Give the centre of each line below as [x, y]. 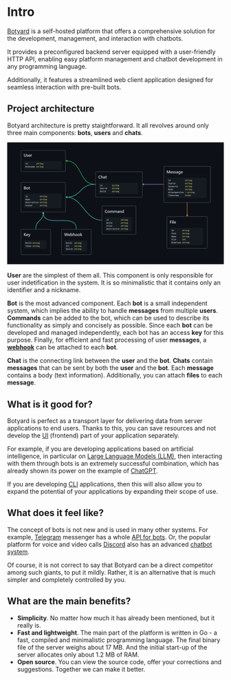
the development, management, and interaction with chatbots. [95, 38]
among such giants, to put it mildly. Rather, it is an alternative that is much [111, 572]
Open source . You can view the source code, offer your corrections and [119, 661]
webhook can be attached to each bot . [63, 347]
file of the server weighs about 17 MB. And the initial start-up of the [112, 647]
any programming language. [47, 66]
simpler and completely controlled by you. [67, 579]
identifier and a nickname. [44, 290]
